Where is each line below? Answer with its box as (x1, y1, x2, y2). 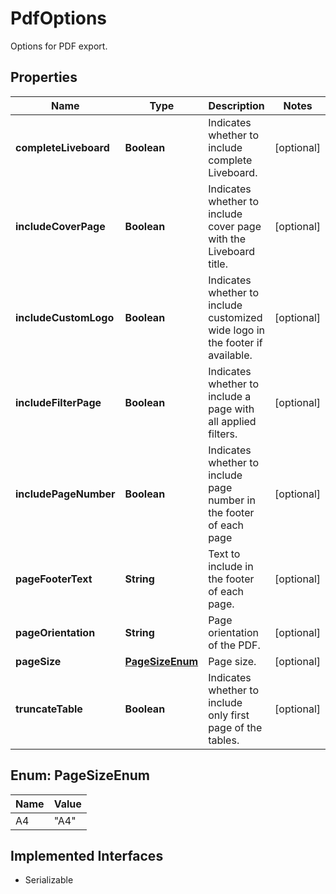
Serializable (24, 874, 74, 886)
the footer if (208, 335, 263, 349)
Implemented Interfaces (10, 847, 164, 864)
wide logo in (208, 323, 266, 337)
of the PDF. (208, 638, 261, 652)
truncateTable (15, 702, 83, 716)
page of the (208, 720, 263, 734)
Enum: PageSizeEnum (10, 767, 150, 784)
